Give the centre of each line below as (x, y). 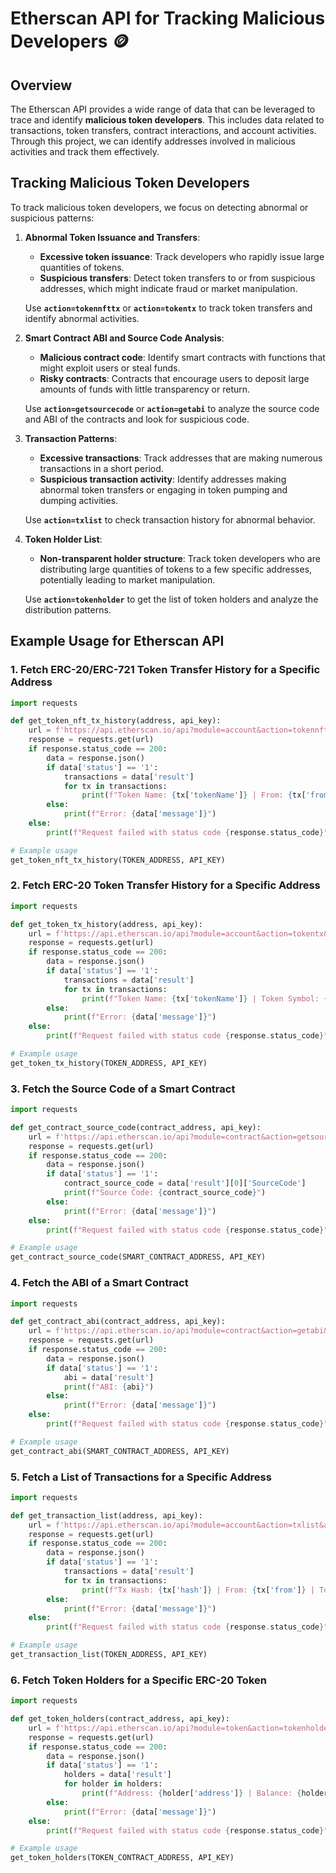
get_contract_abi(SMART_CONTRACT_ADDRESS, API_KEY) (120, 1451)
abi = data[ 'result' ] (109, 1377)
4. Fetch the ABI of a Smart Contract (99, 1283)
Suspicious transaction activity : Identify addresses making (163, 479)
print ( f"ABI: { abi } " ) (109, 1387)
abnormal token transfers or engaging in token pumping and (163, 489)
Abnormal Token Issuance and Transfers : (112, 237)
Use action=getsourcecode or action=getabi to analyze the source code (172, 408)
